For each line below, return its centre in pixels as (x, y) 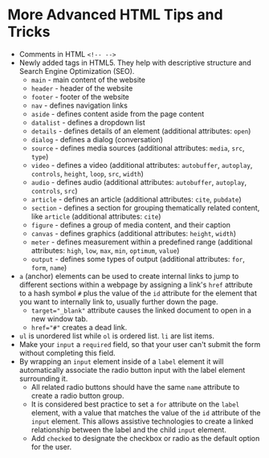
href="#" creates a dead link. (79, 327)
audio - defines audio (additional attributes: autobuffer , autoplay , (139, 182)
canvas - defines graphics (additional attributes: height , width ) (134, 233)
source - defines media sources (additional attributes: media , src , (138, 148)
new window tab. (59, 318)
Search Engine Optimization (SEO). (77, 71)
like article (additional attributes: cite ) (96, 216)
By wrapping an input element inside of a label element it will (121, 361)
